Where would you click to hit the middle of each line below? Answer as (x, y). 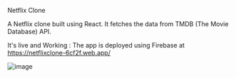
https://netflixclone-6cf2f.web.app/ (59, 53)
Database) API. (29, 32)
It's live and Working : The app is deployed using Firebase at (96, 45)
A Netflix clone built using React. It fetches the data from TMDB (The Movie (118, 24)
